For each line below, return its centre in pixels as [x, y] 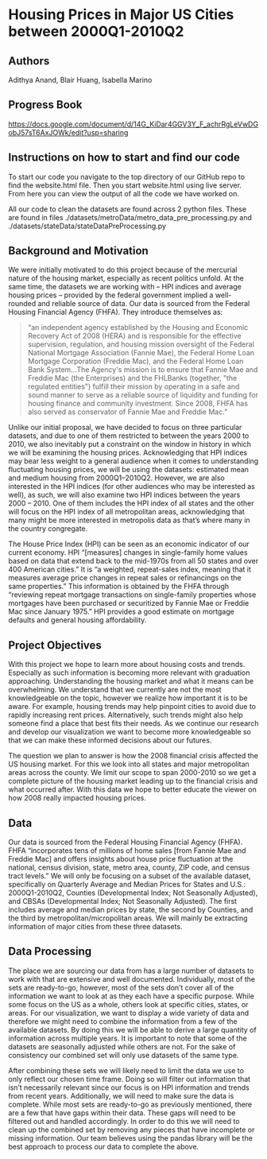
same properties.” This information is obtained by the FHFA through [119, 587]
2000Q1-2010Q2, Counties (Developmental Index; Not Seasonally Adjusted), [133, 893]
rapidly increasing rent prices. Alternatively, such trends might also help [126, 715]
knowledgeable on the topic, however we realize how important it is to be [128, 698]
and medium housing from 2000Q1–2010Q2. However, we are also [116, 478]
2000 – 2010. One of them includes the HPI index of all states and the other [131, 503]
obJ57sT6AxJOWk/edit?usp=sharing [68, 132]
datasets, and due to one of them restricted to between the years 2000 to [129, 436]
